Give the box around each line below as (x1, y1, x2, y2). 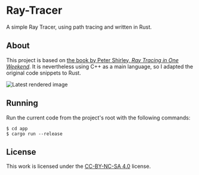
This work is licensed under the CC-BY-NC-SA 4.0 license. (6, 162, 151, 170)
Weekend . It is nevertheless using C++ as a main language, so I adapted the (6, 63, 194, 70)
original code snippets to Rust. (6, 69, 81, 76)
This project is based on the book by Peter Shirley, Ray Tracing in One (6, 56, 179, 63)
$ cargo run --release (6, 131, 63, 137)
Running (6, 98, 39, 108)
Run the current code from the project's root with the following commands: (6, 114, 191, 121)
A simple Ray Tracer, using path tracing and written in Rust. (6, 23, 152, 30)
